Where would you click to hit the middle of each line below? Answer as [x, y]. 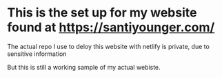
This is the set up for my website [102, 13]
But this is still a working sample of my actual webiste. [84, 67]
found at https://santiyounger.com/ [111, 27]
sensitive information [37, 54]
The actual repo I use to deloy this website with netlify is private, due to [109, 46]
